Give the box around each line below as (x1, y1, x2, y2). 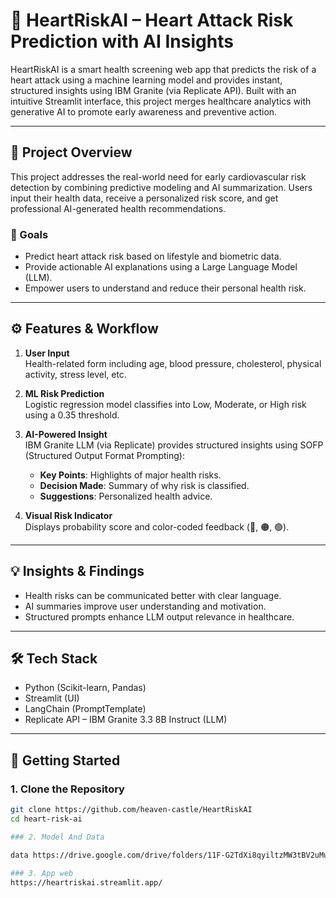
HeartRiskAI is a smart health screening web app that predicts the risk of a (10, 63, 317, 75)
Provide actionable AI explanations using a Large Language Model (24, 261, 298, 273)
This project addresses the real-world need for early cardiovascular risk (10, 170, 307, 183)
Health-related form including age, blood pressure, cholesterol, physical (24, 357, 322, 369)
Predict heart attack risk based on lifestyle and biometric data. (24, 250, 282, 263)
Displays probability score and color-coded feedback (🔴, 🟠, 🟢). (24, 520, 290, 533)
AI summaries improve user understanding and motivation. (24, 600, 267, 612)
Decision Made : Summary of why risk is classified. (39, 479, 250, 491)
